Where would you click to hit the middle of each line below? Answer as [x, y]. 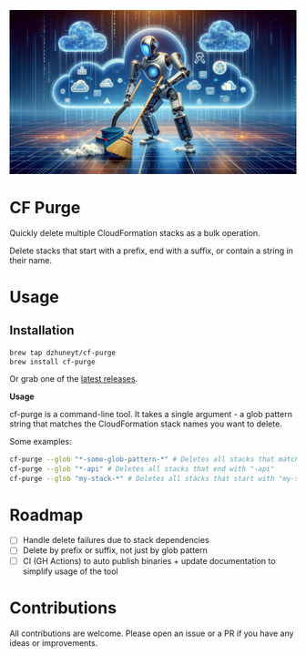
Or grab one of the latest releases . [74, 378]
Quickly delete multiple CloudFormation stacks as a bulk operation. [135, 232]
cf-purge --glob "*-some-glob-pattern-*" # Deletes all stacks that [142, 459]
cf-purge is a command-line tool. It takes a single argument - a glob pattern [151, 414]
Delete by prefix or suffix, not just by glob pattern [115, 550]
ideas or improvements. [54, 642]
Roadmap [46, 515]
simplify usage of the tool [70, 571]
